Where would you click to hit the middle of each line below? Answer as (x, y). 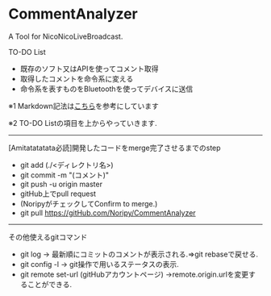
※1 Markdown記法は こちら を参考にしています (83, 106)
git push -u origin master (61, 184)
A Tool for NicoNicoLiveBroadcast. (66, 36)
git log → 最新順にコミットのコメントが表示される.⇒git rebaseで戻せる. (139, 254)
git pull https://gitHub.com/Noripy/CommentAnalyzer (108, 213)
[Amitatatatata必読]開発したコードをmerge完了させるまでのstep (115, 148)
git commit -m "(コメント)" (65, 175)
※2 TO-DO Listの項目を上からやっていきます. (83, 123)
